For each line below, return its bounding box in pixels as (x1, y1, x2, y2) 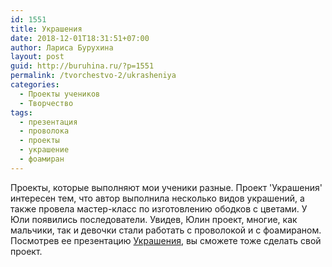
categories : (10, 80, 60, 90)
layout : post (10, 52, 65, 62)
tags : (10, 107, 33, 118)
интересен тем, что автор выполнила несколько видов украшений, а (10, 192, 305, 204)
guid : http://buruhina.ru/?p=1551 (10, 61, 155, 71)
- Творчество (19, 98, 74, 108)
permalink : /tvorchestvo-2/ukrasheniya (10, 71, 177, 81)
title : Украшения (10, 24, 83, 34)
